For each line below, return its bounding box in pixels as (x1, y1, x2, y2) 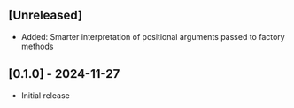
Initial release (20, 89, 70, 101)
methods (20, 41, 54, 51)
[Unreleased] (8, 8, 83, 23)
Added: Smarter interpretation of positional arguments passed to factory (20, 31, 285, 42)
